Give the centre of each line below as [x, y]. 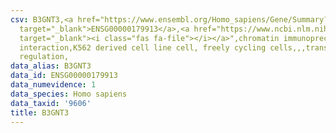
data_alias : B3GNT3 [51, 66]
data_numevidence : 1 [53, 85]
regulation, [44, 57]
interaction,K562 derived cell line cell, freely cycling [143, 47]
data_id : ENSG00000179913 [64, 76]
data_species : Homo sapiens [69, 94]
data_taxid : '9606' [51, 103]
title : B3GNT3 [40, 112]
